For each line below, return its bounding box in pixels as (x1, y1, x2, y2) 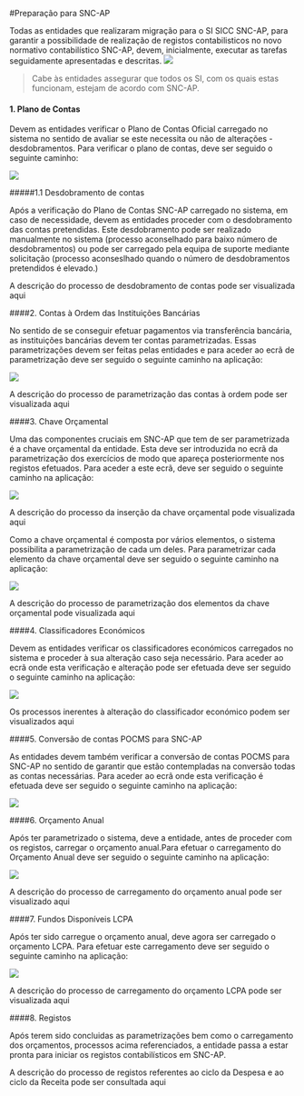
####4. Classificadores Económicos (9, 625, 145, 636)
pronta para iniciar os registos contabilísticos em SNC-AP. (9, 1050, 227, 1061)
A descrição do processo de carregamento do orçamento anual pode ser (9, 886, 283, 898)
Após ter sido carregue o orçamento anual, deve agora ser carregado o (9, 932, 277, 942)
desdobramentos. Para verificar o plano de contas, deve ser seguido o (9, 143, 273, 154)
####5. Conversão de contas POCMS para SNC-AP (9, 733, 202, 744)
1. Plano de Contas (9, 104, 81, 115)
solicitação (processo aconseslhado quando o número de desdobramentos (9, 254, 290, 264)
